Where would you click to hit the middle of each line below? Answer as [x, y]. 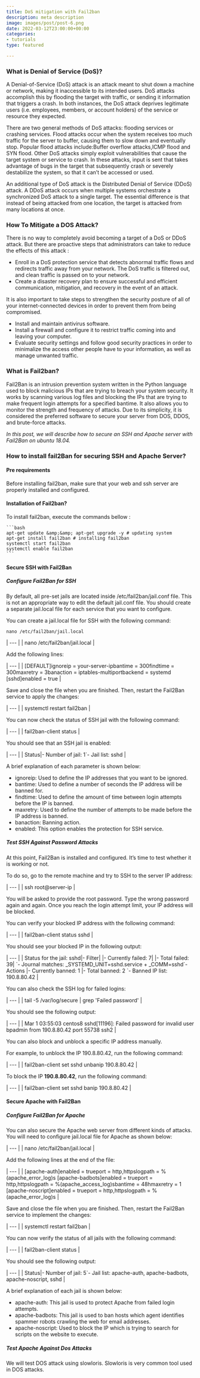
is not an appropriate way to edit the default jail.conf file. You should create [99, 602]
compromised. [24, 312]
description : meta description [45, 17]
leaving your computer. [43, 337]
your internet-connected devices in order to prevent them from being [91, 306]
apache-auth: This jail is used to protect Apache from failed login [95, 1303]
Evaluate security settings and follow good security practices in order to [103, 343]
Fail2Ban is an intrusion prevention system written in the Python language [96, 384]
